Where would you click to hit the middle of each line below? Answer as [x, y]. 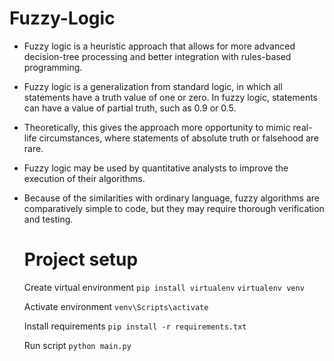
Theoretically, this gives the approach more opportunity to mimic [157, 127]
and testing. [48, 219]
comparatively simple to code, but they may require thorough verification [174, 208]
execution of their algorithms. [84, 178]
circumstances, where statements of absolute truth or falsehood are [178, 138]
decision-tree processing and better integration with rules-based [157, 56]
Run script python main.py [77, 345]
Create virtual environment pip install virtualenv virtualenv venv [164, 287]
